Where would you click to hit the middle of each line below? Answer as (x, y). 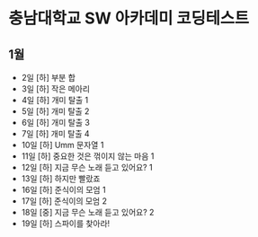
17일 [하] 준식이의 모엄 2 (64, 201)
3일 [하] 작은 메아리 (56, 89)
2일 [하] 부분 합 (48, 78)
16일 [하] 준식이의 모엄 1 (63, 190)
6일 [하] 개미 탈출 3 (56, 123)
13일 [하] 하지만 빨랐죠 (61, 179)
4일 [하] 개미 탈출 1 (55, 100)
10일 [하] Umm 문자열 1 (62, 145)
